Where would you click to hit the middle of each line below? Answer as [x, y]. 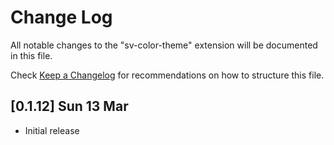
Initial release [52, 130]
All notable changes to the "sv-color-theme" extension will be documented [164, 45]
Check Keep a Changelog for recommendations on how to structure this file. [167, 75]
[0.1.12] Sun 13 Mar [69, 106]
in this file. [31, 55]
